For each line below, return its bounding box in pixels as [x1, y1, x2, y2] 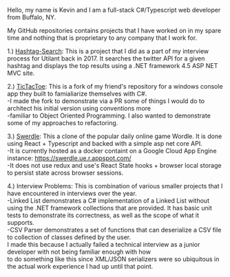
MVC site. [7, 69, 35, 77]
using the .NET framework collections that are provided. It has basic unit [7, 204, 212, 212]
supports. [7, 219, 34, 226]
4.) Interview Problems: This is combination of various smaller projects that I [7, 182, 223, 190]
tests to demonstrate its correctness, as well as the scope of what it [7, 211, 200, 219]
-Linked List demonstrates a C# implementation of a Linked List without [7, 197, 210, 205]
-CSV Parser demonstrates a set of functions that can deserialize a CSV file [7, 226, 222, 234]
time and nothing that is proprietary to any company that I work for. [7, 34, 198, 42]
